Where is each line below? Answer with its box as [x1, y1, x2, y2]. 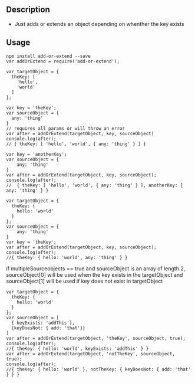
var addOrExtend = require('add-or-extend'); [6, 58, 120, 64]
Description [6, 5, 50, 15]
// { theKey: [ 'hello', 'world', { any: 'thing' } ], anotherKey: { [6, 182, 183, 188]
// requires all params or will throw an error [6, 125, 125, 132]
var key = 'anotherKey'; [6, 151, 67, 157]
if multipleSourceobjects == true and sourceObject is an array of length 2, [6, 265, 186, 272]
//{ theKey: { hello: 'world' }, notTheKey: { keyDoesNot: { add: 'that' [6, 366, 191, 372]
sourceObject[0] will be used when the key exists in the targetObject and [6, 271, 183, 278]
